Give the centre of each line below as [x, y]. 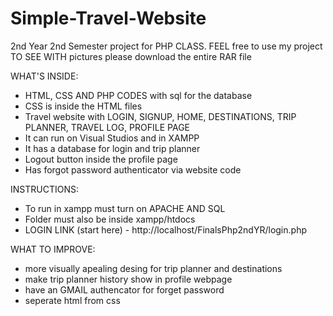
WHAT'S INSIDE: [44, 76]
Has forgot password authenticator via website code [133, 169]
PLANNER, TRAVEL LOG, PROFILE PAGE [107, 127]
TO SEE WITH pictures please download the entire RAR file [131, 56]
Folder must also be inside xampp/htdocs [110, 219]
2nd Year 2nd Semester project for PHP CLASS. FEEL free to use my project [166, 46]
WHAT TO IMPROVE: [53, 249]
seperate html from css [72, 300]
